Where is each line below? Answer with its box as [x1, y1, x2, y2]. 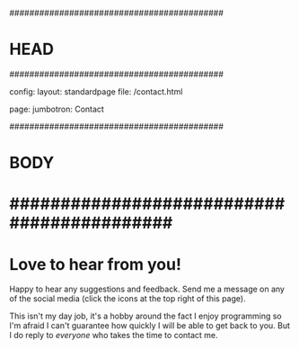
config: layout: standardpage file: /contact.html [9, 85, 183, 97]
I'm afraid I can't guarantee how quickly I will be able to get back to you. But [9, 320, 290, 331]
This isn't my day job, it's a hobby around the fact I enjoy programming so [9, 310, 282, 322]
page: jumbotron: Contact [9, 103, 105, 114]
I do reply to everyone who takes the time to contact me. [9, 330, 218, 341]
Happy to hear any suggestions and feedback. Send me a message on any [9, 283, 286, 295]
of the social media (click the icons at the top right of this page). [9, 293, 246, 304]
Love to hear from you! [9, 254, 182, 274]
